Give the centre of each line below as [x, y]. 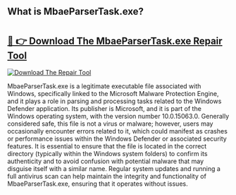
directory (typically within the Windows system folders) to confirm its [107, 154]
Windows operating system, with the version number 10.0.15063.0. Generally [118, 116]
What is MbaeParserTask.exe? [76, 12]
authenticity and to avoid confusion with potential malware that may [106, 161]
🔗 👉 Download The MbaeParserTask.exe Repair [115, 41]
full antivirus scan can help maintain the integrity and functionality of [107, 176]
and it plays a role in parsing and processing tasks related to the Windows [114, 101]
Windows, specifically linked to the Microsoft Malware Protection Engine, [113, 94]
